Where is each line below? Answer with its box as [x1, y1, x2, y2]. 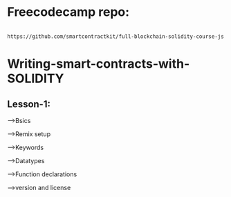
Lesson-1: [7, 98, 50, 110]
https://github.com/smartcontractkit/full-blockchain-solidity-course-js [7, 32, 225, 40]
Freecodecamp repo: [7, 4, 130, 20]
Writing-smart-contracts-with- [7, 56, 190, 72]
